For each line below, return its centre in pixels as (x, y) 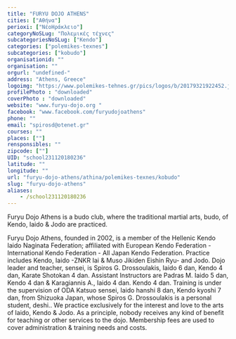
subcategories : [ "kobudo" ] (47, 53)
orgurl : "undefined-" (39, 72)
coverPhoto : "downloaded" (47, 99)
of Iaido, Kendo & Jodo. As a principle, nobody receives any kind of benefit (116, 313)
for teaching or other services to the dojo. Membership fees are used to (111, 320)
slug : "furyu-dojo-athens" (47, 184)
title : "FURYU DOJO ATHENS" (48, 14)
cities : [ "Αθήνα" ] (34, 20)
